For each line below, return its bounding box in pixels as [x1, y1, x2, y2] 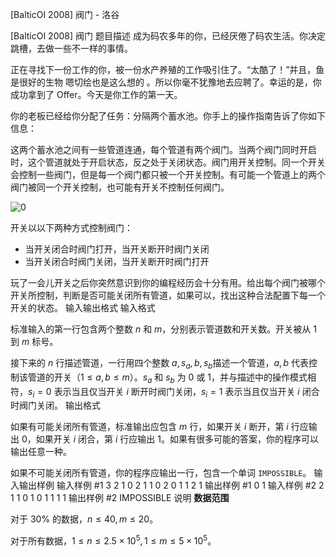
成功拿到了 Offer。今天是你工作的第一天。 [10, 89, 183, 100]
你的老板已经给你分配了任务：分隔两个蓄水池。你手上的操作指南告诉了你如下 [10, 110, 326, 122]
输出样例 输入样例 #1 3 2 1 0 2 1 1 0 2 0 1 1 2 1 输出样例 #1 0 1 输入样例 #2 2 [18, 479, 325, 492]
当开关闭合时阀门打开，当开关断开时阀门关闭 [24, 243, 210, 255]
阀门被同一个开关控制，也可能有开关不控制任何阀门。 [10, 181, 230, 193]
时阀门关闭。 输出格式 [10, 399, 101, 412]
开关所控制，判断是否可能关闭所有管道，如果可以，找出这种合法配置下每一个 [10, 289, 326, 301]
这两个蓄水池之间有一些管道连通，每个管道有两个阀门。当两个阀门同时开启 [10, 144, 317, 155]
